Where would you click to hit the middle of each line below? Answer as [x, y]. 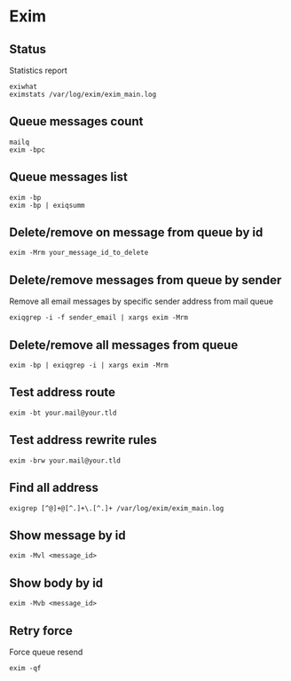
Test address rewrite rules [83, 440]
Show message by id [67, 535]
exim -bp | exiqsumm [47, 205]
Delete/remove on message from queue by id [136, 233]
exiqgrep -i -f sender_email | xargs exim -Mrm [99, 318]
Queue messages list [69, 177]
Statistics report [39, 70]
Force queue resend [46, 652]
